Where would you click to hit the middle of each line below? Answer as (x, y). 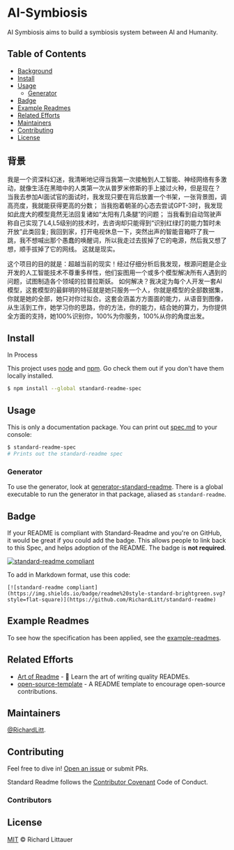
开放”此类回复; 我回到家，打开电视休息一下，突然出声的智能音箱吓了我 (108, 231)
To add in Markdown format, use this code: (69, 574)
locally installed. (30, 376)
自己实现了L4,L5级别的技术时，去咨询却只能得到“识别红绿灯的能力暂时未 (117, 223)
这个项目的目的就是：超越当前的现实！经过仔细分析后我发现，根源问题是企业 (117, 263)
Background (35, 70)
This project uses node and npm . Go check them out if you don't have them (116, 369)
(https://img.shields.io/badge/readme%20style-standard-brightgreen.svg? (117, 594)
